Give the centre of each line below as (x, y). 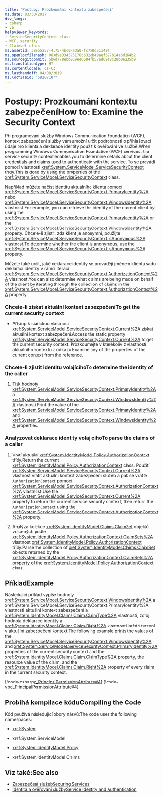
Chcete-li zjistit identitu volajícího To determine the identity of (79, 367)
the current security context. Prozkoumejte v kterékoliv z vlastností (79, 344)
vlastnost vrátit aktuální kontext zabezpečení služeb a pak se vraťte (80, 475)
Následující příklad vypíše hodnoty (40, 595)
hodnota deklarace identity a (34, 621)
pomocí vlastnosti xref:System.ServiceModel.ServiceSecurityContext (74, 167)
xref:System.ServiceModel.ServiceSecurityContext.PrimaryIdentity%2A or (80, 218)
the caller (17, 373)
